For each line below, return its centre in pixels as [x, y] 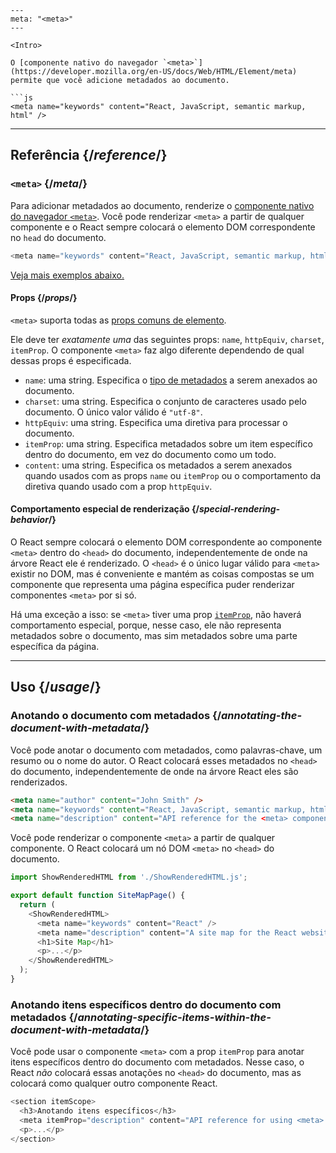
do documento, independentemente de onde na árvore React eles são [154, 771]
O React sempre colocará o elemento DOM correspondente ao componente [166, 542]
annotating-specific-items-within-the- [174, 1017]
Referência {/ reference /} [89, 155]
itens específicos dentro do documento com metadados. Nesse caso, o [157, 1062]
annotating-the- [261, 716]
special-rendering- [239, 509]
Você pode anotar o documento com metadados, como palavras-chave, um [166, 750]
